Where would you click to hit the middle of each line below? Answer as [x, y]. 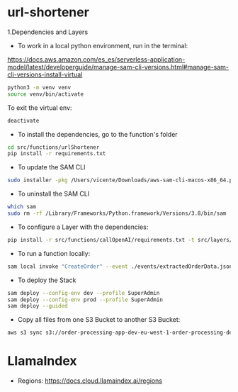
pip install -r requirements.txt [57, 154]
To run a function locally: [54, 253]
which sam [22, 207]
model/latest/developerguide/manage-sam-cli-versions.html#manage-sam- [118, 67]
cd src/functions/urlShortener [53, 147]
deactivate [23, 121]
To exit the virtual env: [40, 108]
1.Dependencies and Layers [48, 32]
